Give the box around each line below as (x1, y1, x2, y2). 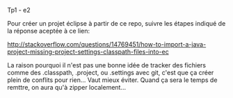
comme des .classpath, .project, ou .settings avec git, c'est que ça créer (7, 69, 214, 76)
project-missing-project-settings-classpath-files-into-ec (7, 48, 169, 56)
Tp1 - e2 (7, 6, 31, 14)
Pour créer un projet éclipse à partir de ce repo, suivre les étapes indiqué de (7, 19, 226, 27)
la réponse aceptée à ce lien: (7, 27, 90, 35)
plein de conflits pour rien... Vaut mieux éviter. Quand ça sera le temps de (7, 76, 218, 84)
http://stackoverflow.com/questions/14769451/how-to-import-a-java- (7, 40, 207, 48)
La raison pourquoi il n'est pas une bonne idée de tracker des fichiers (7, 61, 207, 69)
